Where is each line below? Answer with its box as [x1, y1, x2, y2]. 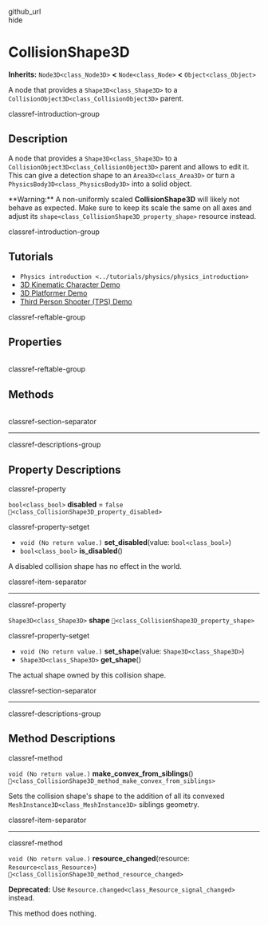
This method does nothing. [8, 908, 97, 918]
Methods [8, 387, 54, 401]
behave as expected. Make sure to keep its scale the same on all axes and [8, 203, 252, 213]
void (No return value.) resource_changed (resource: [8, 853, 190, 863]
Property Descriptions [8, 463, 121, 476]
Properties [8, 335, 62, 348]
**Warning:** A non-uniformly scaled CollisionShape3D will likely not [8, 194, 240, 204]
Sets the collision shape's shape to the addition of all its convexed [8, 791, 225, 801]
